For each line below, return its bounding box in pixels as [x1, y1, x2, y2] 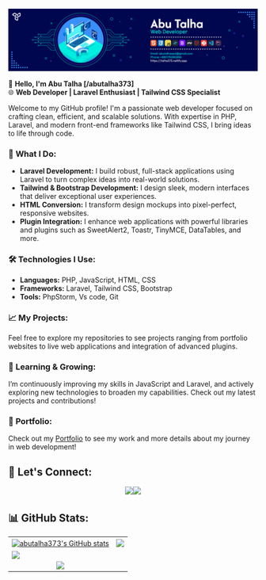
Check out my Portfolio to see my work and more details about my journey [8, 433, 251, 444]
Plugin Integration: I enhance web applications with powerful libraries [19, 217, 249, 227]
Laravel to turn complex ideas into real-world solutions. [19, 175, 200, 185]
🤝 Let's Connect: [8, 465, 93, 479]
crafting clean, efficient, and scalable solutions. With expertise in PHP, [8, 112, 237, 121]
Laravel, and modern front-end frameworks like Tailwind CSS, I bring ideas [8, 120, 252, 129]
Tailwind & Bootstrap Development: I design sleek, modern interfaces [19, 183, 249, 193]
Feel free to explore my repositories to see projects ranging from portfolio [8, 333, 248, 342]
